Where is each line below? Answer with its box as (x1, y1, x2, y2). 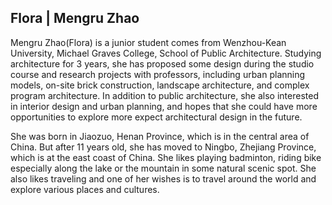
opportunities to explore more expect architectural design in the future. (10, 111, 303, 123)
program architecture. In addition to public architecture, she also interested (10, 89, 319, 101)
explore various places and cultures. (10, 183, 160, 195)
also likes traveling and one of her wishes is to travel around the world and (10, 172, 317, 185)
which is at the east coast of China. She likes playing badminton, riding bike (10, 151, 322, 163)
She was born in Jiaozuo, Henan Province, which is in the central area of (10, 130, 310, 142)
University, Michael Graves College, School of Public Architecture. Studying (10, 47, 322, 59)
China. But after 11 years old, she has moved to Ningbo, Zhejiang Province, (10, 141, 317, 153)
